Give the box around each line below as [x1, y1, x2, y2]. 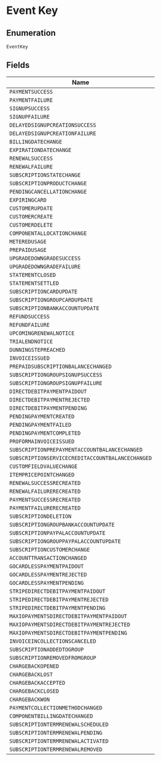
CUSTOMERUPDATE [9, 205, 53, 212]
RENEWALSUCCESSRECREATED [9, 479, 81, 486]
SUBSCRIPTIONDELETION [9, 513, 71, 519]
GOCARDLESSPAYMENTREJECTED [9, 571, 87, 578]
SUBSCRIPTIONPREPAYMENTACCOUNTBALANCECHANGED [9, 446, 143, 453]
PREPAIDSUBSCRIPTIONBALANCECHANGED [9, 363, 112, 370]
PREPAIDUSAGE [9, 246, 47, 253]
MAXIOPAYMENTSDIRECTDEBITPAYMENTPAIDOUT [9, 613, 127, 619]
